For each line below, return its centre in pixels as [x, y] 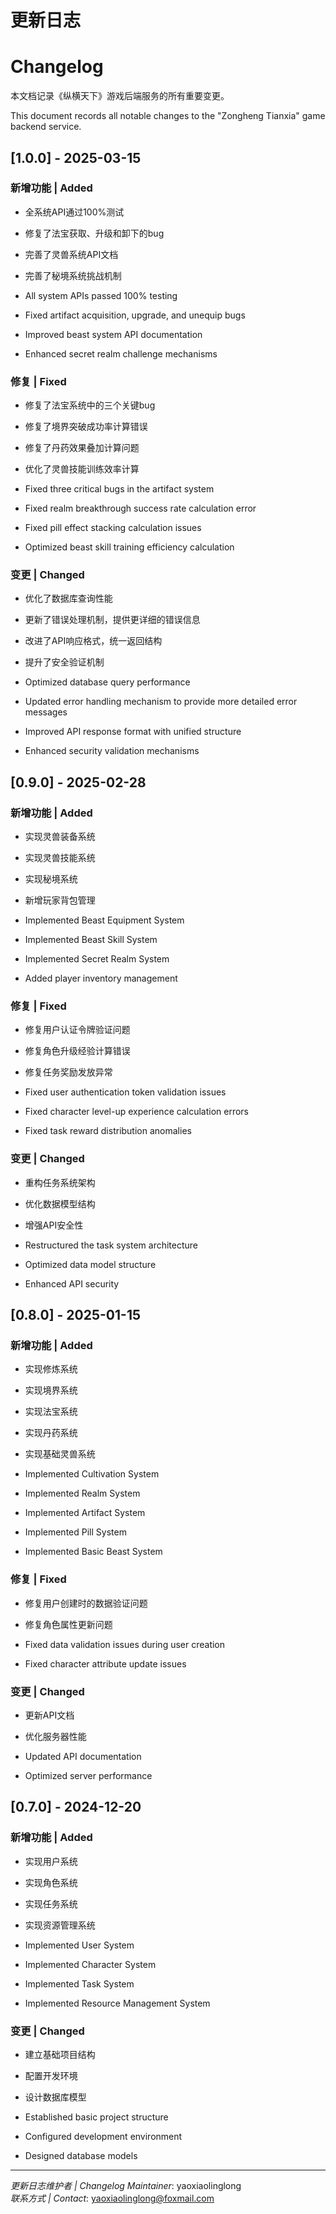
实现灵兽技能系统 [60, 858]
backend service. [46, 127]
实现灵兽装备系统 [60, 837]
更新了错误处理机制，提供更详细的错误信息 [112, 620]
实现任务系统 [51, 1903]
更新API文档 [49, 1715]
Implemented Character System [90, 1964]
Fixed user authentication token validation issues [125, 1092]
